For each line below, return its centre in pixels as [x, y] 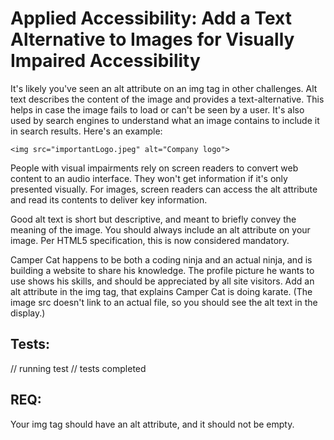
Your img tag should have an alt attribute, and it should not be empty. [152, 424]
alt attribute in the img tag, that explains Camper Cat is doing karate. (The [161, 291]
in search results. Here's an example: [86, 131]
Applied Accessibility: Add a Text [151, 18]
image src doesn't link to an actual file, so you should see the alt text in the [164, 302]
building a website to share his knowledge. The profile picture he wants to [162, 270]
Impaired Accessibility [105, 61]
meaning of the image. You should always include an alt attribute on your [160, 229]
